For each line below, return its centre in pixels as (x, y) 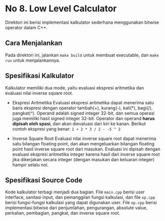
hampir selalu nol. (30, 165)
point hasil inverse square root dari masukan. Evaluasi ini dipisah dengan (86, 149)
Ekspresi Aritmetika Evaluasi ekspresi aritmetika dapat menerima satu (83, 102)
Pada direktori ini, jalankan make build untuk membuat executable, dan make (82, 55)
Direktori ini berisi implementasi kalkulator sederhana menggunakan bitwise (82, 22)
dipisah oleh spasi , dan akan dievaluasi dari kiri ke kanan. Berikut (79, 124)
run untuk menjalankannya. (33, 60)
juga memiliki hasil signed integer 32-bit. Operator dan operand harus (83, 118)
